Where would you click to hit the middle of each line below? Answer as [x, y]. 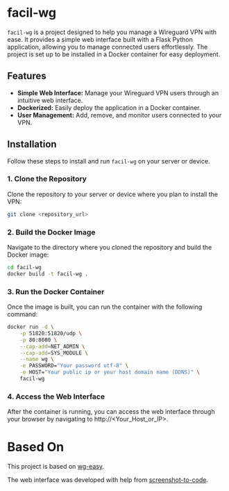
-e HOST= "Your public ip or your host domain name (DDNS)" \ [110, 372]
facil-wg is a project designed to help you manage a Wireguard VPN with [112, 32]
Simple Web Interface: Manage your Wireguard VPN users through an [118, 92]
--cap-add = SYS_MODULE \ [54, 353]
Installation [32, 144]
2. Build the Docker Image [51, 232]
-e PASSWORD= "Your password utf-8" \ [74, 366]
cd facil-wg [24, 268]
